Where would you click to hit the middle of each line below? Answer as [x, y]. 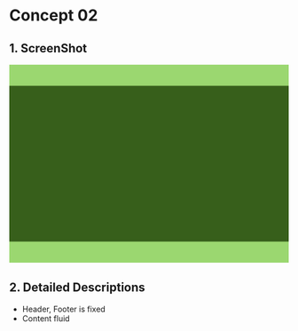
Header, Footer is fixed [64, 309]
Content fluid [46, 318]
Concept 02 [54, 16]
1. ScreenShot [48, 48]
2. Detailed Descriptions [77, 288]
